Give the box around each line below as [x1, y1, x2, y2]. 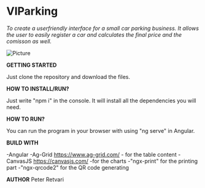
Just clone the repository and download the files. [6, 73, 131, 80]
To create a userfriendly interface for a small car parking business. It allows [6, 24, 199, 32]
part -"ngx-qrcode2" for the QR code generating [6, 164, 130, 171]
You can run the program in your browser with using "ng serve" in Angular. [6, 127, 195, 134]
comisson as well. [6, 37, 52, 45]
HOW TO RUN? [6, 115, 45, 122]
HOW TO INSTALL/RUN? [6, 85, 69, 92]
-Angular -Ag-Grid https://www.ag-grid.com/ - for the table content [6, 151, 177, 158]
